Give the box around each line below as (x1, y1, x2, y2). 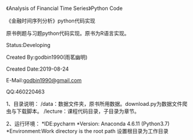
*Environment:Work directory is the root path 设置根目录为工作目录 (6, 128, 169, 134)
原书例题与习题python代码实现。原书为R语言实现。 (6, 30, 129, 36)
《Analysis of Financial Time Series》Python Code (6, 5, 123, 12)
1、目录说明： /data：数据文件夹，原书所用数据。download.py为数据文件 (6, 101, 182, 107)
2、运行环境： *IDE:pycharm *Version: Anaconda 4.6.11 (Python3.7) (6, 120, 170, 127)
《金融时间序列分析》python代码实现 (6, 17, 95, 24)
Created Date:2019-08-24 (6, 65, 69, 72)
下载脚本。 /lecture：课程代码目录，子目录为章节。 (16, 108, 140, 115)
